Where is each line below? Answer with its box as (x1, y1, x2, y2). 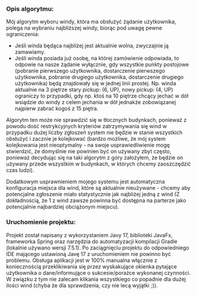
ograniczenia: (6, 31, 40, 38)
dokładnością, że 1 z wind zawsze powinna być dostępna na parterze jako (6, 197, 186, 204)
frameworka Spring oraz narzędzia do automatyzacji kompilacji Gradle (6, 238, 177, 245)
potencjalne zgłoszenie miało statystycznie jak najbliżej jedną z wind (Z (6, 191, 180, 198)
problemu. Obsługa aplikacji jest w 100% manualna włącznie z (6, 257, 158, 264)
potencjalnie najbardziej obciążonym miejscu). (6, 203, 120, 210)
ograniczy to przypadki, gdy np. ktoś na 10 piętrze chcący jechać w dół (14, 92, 189, 99)
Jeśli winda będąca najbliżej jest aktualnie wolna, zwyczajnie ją (14, 42, 169, 49)
